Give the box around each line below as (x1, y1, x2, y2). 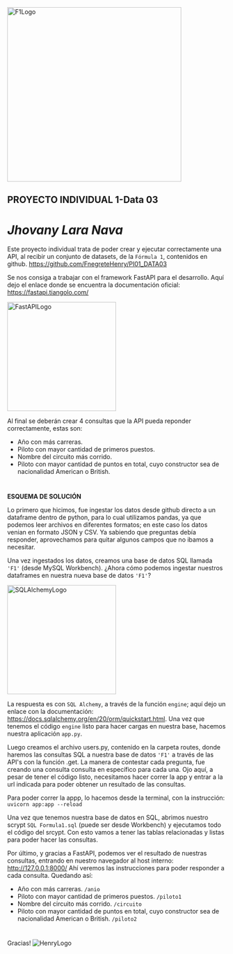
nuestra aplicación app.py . (7, 729, 82, 738)
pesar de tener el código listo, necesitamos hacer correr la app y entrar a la (7, 773, 223, 781)
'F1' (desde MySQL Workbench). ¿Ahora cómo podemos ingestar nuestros (7, 563, 223, 572)
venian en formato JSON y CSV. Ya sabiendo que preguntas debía (7, 528, 196, 536)
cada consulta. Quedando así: (7, 871, 93, 879)
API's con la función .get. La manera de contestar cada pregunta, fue (7, 757, 205, 766)
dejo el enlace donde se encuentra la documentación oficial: (7, 281, 181, 289)
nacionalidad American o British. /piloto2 (17, 914, 137, 923)
